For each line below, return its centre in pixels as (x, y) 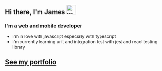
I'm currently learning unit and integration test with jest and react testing (85, 41)
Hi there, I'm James (35, 12)
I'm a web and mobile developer (43, 26)
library (19, 47)
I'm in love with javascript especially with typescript (64, 36)
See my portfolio (31, 62)
